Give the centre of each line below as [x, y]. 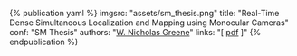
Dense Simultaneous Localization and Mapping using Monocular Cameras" [149, 23]
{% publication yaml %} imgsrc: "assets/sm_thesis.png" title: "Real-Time [144, 13]
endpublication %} [44, 42]
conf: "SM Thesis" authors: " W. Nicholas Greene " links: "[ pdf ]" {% [135, 32]
